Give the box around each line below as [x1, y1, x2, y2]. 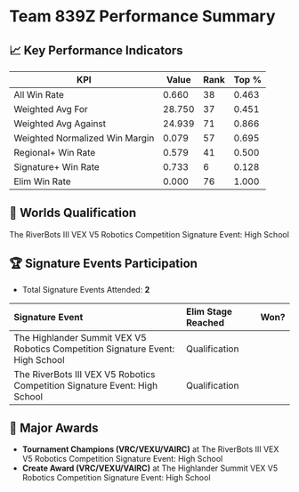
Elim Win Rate [13, 175, 71, 188]
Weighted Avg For [13, 103, 89, 115]
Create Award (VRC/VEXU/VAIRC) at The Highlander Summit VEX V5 [21, 463, 279, 473]
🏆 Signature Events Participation [9, 256, 198, 271]
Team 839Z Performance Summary [9, 6, 276, 27]
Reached [185, 316, 225, 328]
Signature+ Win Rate [13, 161, 100, 173]
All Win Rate [13, 89, 65, 101]
